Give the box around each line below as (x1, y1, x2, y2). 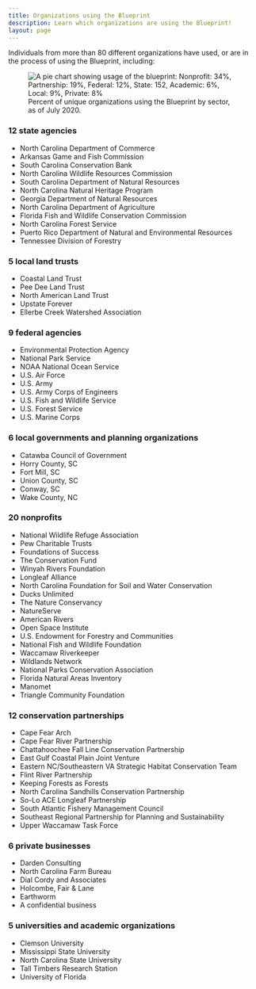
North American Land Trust (19, 290, 109, 300)
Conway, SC (19, 484, 61, 494)
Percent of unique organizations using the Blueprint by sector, (28, 97, 231, 107)
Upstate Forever (19, 299, 73, 308)
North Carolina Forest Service (19, 219, 117, 228)
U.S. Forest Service (19, 404, 83, 414)
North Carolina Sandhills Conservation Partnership (19, 787, 185, 796)
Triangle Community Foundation (19, 690, 125, 700)
